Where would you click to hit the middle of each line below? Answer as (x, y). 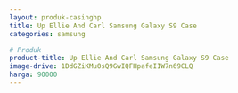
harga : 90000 (33, 75)
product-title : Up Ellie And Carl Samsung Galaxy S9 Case (119, 58)
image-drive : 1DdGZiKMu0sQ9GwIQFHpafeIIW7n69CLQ (101, 66)
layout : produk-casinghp (55, 17)
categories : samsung (48, 34)
